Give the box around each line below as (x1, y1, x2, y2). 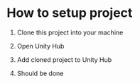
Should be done (16, 69, 64, 77)
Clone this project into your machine (16, 28, 124, 37)
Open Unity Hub (16, 41, 65, 50)
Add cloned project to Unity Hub (16, 55, 112, 64)
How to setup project (6, 5, 133, 21)
